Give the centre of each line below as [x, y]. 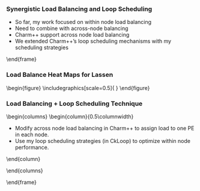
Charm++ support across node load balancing [72, 35]
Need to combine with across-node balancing [71, 28]
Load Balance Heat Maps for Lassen [60, 75]
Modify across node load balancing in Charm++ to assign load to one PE [105, 128]
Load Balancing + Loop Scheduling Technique [74, 103]
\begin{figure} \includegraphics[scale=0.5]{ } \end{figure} [78, 88]
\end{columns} [25, 171]
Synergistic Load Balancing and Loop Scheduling [79, 9]
